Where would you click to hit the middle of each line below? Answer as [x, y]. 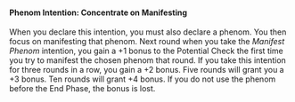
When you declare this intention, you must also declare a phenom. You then [148, 32]
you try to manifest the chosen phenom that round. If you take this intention [148, 60]
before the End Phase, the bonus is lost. [82, 89]
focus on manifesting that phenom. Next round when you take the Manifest [147, 42]
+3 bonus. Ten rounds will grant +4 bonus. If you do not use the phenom [143, 79]
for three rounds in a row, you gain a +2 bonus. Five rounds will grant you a [147, 70]
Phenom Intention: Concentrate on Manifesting [98, 12]
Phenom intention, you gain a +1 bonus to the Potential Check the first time [146, 51]
